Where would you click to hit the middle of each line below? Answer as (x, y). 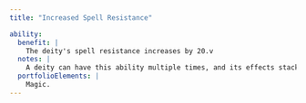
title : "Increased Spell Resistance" (81, 18)
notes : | (34, 60)
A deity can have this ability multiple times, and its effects (150, 68)
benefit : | (38, 42)
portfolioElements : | (59, 76)
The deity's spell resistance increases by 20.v (120, 51)
